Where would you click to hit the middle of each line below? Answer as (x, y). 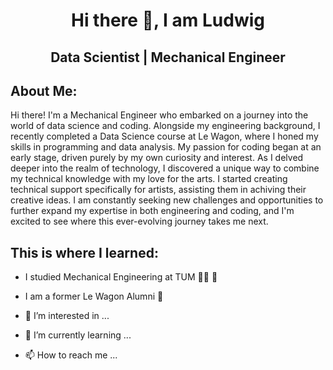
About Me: (44, 90)
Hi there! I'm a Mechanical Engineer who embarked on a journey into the (159, 115)
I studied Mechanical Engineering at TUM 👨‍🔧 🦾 (121, 277)
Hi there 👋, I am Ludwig (168, 20)
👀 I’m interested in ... (67, 316)
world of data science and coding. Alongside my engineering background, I (165, 126)
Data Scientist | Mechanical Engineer (168, 57)
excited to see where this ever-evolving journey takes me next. (139, 221)
